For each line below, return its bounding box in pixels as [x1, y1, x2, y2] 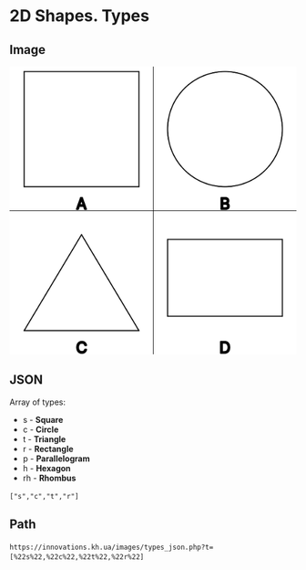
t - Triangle [22, 433, 66, 444]
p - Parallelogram [22, 453, 90, 464]
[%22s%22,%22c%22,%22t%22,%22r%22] [9, 552, 145, 562]
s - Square [22, 414, 64, 425]
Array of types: [9, 396, 66, 407]
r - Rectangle [22, 443, 75, 454]
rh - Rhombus [22, 472, 76, 483]
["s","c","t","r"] [9, 491, 79, 501]
